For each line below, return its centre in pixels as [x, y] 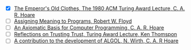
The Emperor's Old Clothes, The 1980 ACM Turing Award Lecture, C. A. [99, 8]
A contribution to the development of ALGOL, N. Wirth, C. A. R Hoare [96, 41]
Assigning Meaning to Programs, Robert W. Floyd [73, 21]
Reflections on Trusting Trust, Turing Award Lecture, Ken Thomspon [95, 34]
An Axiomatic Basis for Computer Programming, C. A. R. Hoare [89, 28]
